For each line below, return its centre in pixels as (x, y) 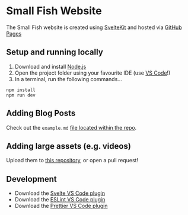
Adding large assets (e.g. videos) (69, 146)
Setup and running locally (55, 52)
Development (32, 179)
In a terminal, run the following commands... (68, 79)
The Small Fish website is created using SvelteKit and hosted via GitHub (94, 27)
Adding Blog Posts (41, 113)
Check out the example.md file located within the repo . (71, 127)
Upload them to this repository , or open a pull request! (72, 161)
